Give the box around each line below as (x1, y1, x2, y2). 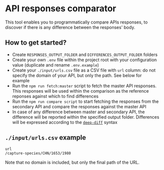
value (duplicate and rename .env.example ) (12, 62, 99, 68)
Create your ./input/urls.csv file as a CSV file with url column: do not (12, 67, 156, 73)
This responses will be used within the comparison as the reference (12, 88, 149, 94)
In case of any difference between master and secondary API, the (12, 109, 145, 115)
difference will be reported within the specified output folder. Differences (12, 114, 160, 120)
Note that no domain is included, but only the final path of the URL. (5, 159, 140, 165)
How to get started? (5, 39, 67, 47)
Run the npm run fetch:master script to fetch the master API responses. (12, 83, 157, 89)
